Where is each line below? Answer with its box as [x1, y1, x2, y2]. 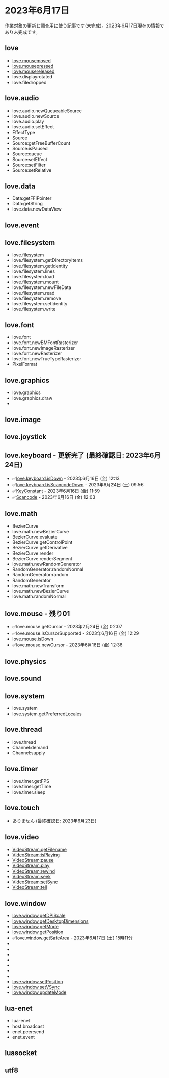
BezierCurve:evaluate [12, 534, 58, 540]
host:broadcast [12, 1023, 44, 1029]
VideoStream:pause [12, 857, 54, 863]
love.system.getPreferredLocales [12, 711, 82, 717]
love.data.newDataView [12, 206, 62, 212]
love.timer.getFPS [12, 778, 49, 784]
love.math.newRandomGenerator [12, 561, 82, 567]
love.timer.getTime [12, 783, 51, 790]
